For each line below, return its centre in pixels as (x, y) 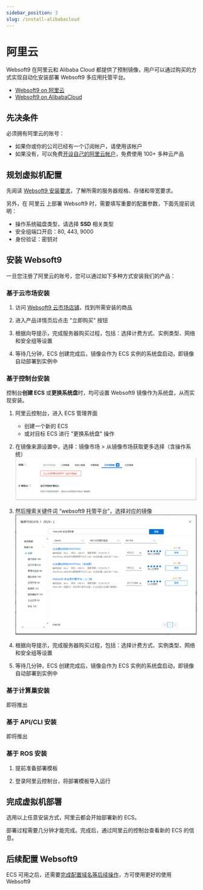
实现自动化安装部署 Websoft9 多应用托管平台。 (70, 77)
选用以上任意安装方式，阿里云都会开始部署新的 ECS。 (73, 818)
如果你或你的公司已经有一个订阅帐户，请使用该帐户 (79, 146)
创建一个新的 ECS (46, 426)
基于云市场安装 (28, 293)
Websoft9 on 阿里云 (40, 90)
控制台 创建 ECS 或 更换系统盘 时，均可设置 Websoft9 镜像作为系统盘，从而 (98, 393)
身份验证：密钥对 (36, 239)
